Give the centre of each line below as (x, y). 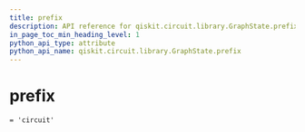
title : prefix (36, 18)
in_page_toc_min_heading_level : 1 (75, 34)
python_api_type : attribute (63, 43)
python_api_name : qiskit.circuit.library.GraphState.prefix (126, 52)
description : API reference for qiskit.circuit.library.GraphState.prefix (154, 26)
